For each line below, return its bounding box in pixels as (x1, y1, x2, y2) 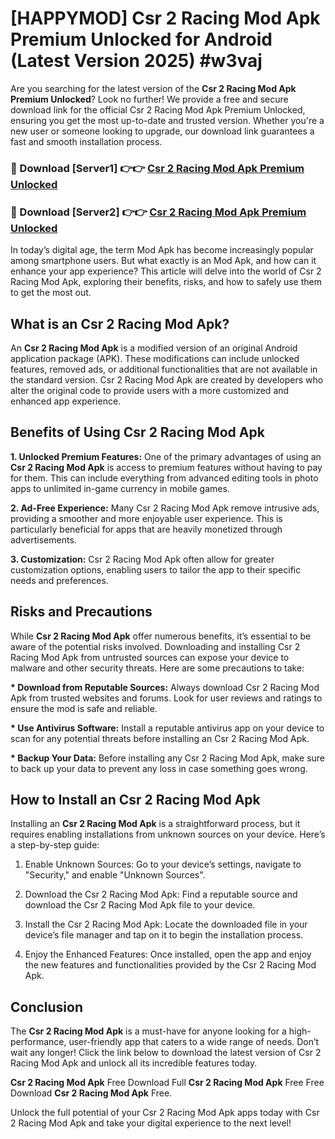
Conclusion (10, 998, 84, 1016)
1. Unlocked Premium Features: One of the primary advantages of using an (10, 450, 322, 462)
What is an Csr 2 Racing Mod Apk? (10, 315, 230, 332)
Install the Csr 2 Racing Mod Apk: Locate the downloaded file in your (24, 918, 308, 931)
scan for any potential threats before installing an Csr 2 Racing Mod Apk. (10, 732, 310, 744)
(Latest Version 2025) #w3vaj (10, 50, 263, 72)
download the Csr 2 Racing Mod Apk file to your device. (24, 899, 256, 911)
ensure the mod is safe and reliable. (10, 702, 158, 714)
